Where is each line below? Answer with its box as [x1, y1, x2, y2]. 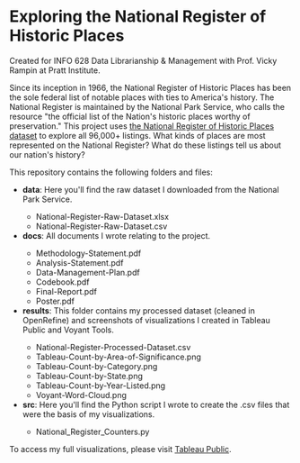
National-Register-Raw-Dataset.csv [35, 221, 168, 231]
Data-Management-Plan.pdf [35, 267, 141, 277]
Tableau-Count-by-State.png [35, 370, 144, 381]
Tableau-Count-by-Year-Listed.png [35, 380, 166, 391]
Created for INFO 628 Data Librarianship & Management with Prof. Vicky [9, 55, 278, 66]
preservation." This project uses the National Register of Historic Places [9, 120, 275, 132]
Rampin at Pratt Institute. [9, 65, 101, 76]
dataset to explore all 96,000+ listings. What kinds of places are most [9, 130, 267, 141]
